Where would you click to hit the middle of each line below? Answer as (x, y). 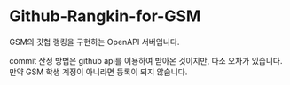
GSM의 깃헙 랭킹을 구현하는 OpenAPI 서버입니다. (94, 42)
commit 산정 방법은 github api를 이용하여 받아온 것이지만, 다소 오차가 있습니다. (146, 60)
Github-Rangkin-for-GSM (105, 16)
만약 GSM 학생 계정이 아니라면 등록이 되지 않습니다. (98, 72)
